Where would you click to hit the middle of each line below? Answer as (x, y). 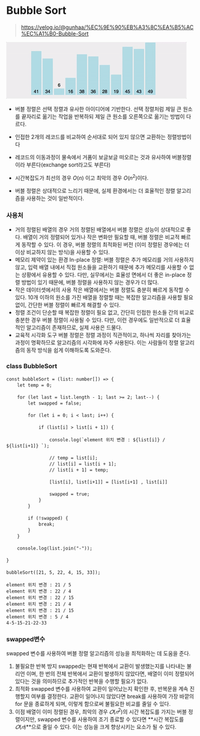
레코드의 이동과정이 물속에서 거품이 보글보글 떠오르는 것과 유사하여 (93, 157)
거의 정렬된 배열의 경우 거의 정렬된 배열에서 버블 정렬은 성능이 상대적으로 (100, 229)
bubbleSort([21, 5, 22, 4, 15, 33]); (53, 573)
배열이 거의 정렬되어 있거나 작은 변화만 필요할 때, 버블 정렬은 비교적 (102, 237)
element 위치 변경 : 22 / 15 (40, 598)
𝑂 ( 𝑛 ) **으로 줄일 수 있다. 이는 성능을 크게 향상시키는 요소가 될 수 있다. (95, 727)
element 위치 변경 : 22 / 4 (39, 591)
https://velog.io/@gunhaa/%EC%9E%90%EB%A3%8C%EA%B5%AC (107, 27)
